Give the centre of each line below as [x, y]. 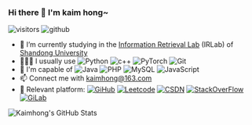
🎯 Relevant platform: [52, 90]
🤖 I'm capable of [46, 70]
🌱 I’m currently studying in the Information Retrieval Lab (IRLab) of [126, 45]
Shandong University [53, 53]
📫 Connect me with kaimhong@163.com [86, 78]
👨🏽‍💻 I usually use [47, 61]
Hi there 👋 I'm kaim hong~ [58, 12]
